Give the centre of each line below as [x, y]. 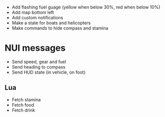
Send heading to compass [38, 67]
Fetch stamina [26, 99]
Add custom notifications [37, 18]
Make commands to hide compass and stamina [60, 28]
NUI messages [35, 48]
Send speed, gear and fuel [39, 62]
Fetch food [23, 105]
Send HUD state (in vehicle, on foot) [49, 72]
